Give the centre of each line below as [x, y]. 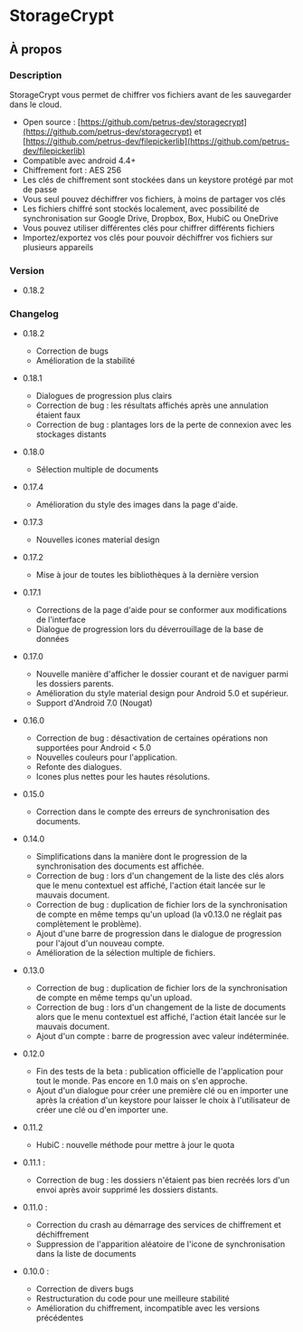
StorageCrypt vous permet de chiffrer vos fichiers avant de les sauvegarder [151, 94]
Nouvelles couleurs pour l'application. [107, 757]
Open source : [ [52, 122]
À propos [36, 49]
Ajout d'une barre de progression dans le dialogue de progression [159, 934]
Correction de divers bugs [85, 1289]
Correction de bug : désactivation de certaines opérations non [152, 738]
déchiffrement [62, 1235]
